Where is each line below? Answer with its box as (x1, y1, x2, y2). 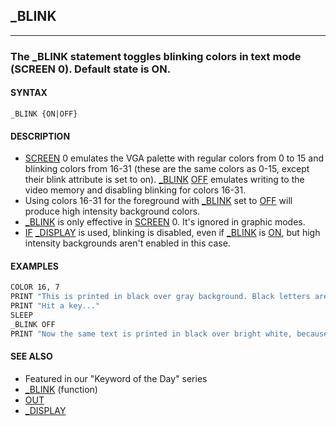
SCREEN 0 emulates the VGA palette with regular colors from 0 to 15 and (24, 152, 325, 164)
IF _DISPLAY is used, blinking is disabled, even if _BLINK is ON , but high (24, 227, 321, 239)
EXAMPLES (10, 260, 59, 272)
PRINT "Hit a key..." (10, 301, 101, 311)
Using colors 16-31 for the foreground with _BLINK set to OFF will (24, 195, 293, 207)
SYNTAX (10, 87, 48, 99)
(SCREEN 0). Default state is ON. (10, 62, 172, 76)
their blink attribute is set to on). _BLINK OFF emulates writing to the (24, 174, 305, 186)
